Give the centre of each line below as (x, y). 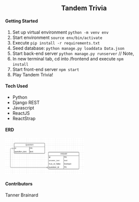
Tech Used (17, 86)
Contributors (19, 183)
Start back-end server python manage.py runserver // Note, (73, 53)
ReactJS (21, 113)
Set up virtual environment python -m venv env (60, 32)
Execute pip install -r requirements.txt (56, 42)
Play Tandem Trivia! (33, 74)
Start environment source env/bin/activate (57, 37)
